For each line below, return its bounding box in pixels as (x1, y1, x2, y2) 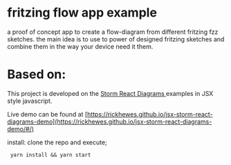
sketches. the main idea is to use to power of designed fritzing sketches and (7, 35, 225, 43)
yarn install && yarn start (10, 151, 91, 158)
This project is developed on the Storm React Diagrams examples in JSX (7, 89, 214, 97)
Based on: (7, 67, 66, 82)
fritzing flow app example (7, 5, 158, 21)
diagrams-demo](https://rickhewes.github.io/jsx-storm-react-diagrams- (7, 117, 212, 126)
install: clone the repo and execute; (7, 138, 107, 146)
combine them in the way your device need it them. (7, 42, 154, 50)
